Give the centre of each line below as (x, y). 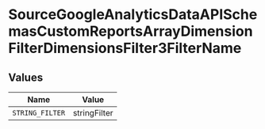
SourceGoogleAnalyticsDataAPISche (133, 15)
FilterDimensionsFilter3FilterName (125, 48)
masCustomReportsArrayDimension (131, 31)
